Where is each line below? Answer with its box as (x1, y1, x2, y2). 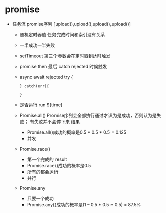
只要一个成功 (27, 195, 54, 201)
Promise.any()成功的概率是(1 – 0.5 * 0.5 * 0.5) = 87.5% (27, 201, 141, 207)
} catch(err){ (19, 83, 49, 89)
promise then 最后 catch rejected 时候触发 (19, 63, 107, 69)
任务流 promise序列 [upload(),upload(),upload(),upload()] (12, 21, 131, 27)
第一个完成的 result (27, 156, 67, 162)
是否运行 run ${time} (19, 102, 63, 108)
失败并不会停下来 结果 (34, 118, 80, 124)
